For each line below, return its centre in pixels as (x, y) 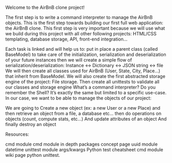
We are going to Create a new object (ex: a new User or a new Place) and (83, 108)
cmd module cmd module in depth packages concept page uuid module (82, 144)
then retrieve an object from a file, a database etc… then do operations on (83, 113)
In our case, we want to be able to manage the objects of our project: (78, 98)
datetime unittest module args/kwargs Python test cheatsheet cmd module (84, 150)
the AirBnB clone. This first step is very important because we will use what (85, 28)
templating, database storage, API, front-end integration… (66, 39)
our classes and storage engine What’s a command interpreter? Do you (80, 87)
